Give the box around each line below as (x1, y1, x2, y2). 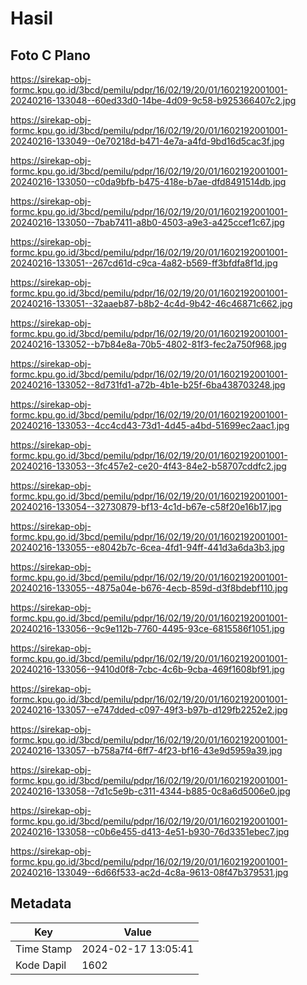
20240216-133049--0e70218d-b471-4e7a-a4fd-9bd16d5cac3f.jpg (10, 135, 285, 147)
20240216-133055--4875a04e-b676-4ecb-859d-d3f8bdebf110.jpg (10, 582, 288, 594)
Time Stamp (15, 942, 73, 956)
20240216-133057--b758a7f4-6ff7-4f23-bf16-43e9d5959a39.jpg (10, 745, 283, 756)
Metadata (10, 895, 72, 912)
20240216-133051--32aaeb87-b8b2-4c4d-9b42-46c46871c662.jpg (10, 298, 293, 309)
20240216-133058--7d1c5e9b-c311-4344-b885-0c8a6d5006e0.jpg (10, 785, 291, 797)
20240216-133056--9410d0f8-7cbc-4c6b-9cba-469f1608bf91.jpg (10, 663, 285, 675)
